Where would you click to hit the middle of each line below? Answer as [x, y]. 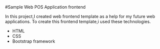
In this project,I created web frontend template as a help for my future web [80, 16]
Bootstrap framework [34, 41]
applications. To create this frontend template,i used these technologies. [78, 22]
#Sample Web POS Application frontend [45, 7]
